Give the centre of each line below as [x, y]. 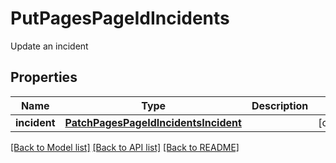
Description [280, 105]
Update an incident [49, 46]
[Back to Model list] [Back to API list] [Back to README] [125, 147]
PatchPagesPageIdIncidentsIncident [153, 122]
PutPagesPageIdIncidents [120, 18]
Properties [44, 77]
